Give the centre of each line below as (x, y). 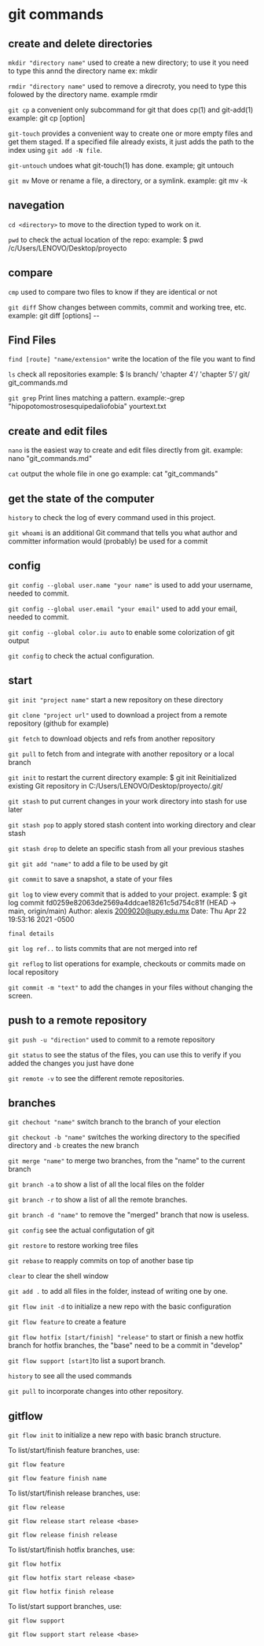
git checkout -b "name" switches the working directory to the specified (124, 1137)
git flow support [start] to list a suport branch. (87, 1361)
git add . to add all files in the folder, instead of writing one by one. (118, 1291)
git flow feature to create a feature (67, 1322)
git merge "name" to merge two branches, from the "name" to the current (127, 1161)
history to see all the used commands (70, 1376)
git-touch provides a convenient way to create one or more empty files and (130, 133)
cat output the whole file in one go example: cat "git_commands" (113, 474)
